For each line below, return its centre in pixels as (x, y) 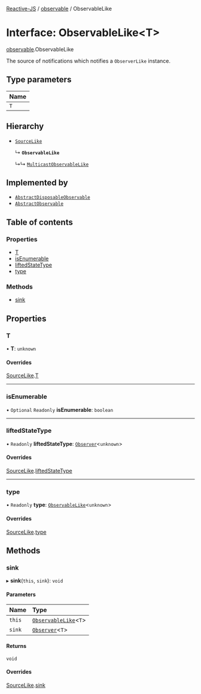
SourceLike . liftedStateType (39, 471)
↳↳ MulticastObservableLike (52, 164)
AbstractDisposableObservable (53, 198)
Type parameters (39, 80)
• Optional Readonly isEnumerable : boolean (60, 409)
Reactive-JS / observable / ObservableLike (59, 9)
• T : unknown (21, 348)
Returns (16, 646)
